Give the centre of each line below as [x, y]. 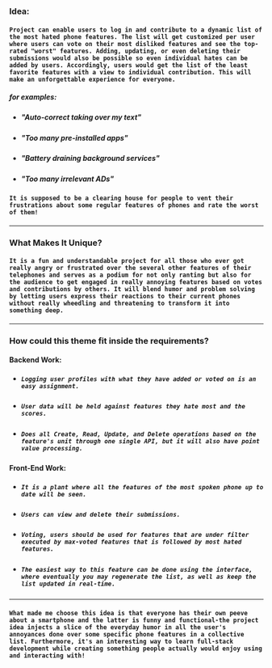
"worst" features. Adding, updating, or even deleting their [136, 51]
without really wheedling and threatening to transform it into [119, 304]
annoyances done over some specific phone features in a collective [127, 634]
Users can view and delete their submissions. [100, 514]
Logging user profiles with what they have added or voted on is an [138, 379]
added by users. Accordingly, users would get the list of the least [129, 65]
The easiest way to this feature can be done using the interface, [136, 569]
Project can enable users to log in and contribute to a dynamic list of [136, 30]
